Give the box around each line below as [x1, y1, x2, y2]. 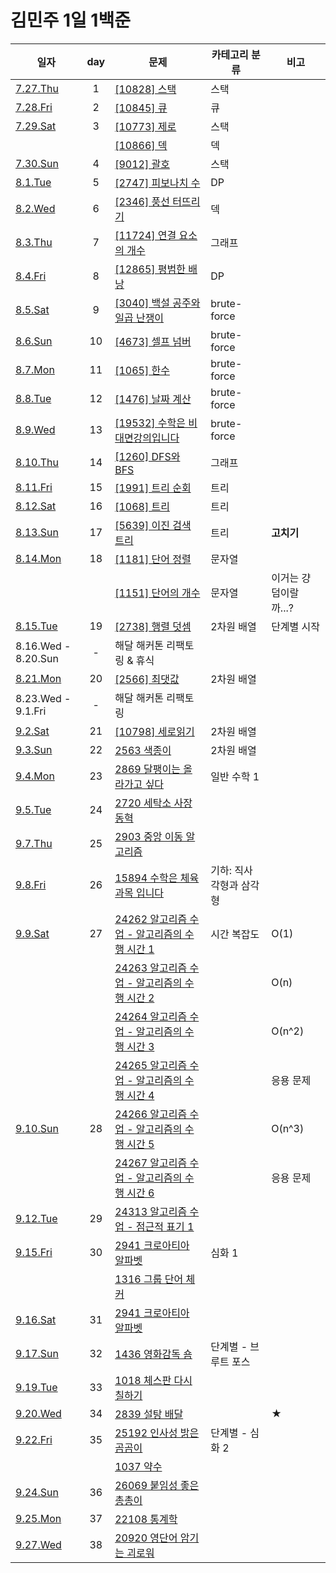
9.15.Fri [15, 1245, 53, 1259]
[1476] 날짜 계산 [114, 392, 192, 406]
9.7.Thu [15, 836, 53, 850]
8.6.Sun [15, 334, 53, 348]
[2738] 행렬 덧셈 [114, 619, 192, 633]
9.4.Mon [15, 769, 55, 783]
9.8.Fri [15, 877, 47, 891]
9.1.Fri [15, 704, 47, 718]
